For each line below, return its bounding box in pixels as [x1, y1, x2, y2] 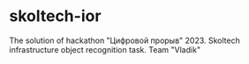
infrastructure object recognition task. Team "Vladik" [9, 44, 201, 54]
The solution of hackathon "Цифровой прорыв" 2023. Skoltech [9, 35, 240, 46]
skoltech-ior [9, 6, 102, 26]
